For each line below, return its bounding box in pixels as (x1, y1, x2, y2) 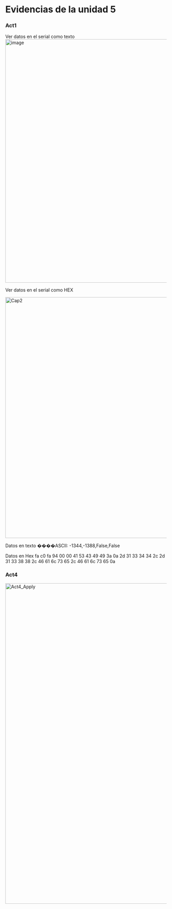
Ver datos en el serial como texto (5, 33, 75, 40)
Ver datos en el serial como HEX (5, 287, 73, 293)
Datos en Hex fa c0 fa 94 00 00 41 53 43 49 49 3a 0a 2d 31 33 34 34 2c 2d (5, 553, 165, 559)
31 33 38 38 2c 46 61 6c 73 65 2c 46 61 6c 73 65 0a (5, 558, 116, 565)
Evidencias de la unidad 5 (5, 4, 116, 15)
